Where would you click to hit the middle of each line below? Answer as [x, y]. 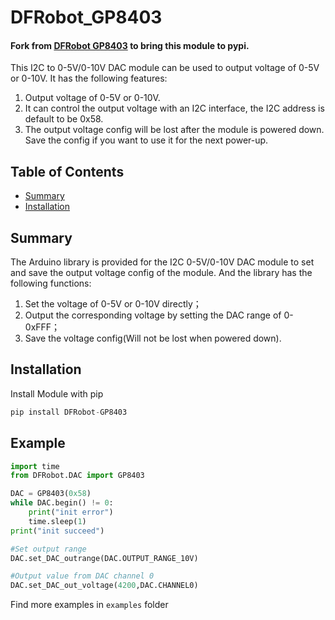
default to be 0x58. [64, 119]
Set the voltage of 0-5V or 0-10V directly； [113, 304]
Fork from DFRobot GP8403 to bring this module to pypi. [130, 45]
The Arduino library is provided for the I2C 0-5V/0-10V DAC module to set [162, 262]
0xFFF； [42, 327]
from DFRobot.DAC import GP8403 [77, 476]
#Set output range [48, 549]
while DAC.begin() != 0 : [62, 503]
